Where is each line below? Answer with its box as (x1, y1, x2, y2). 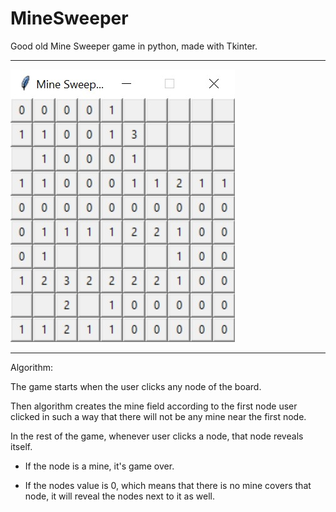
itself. (10, 440, 33, 452)
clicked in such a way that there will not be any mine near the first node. (10, 410, 307, 422)
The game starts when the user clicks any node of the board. (10, 380, 262, 392)
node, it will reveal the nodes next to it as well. (24, 490, 215, 502)
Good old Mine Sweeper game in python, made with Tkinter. (10, 40, 258, 52)
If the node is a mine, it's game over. (24, 460, 175, 472)
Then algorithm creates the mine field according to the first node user (10, 400, 298, 412)
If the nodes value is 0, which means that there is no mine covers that (24, 479, 312, 491)
